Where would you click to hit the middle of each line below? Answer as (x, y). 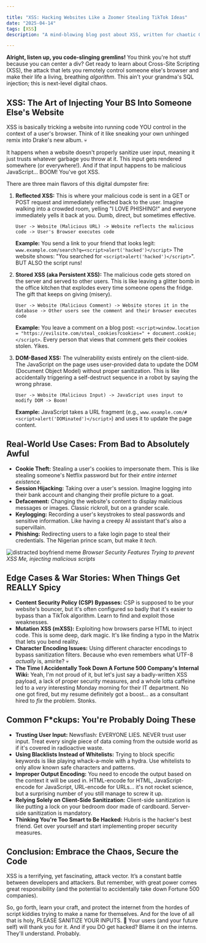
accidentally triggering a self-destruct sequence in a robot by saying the (106, 377)
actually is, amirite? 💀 (42, 661)
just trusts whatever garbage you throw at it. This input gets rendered (94, 159)
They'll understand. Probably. (44, 934)
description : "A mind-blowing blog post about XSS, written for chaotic (101, 34)
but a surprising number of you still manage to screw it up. (89, 793)
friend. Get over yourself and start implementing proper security (96, 826)
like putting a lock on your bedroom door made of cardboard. (92, 806)
